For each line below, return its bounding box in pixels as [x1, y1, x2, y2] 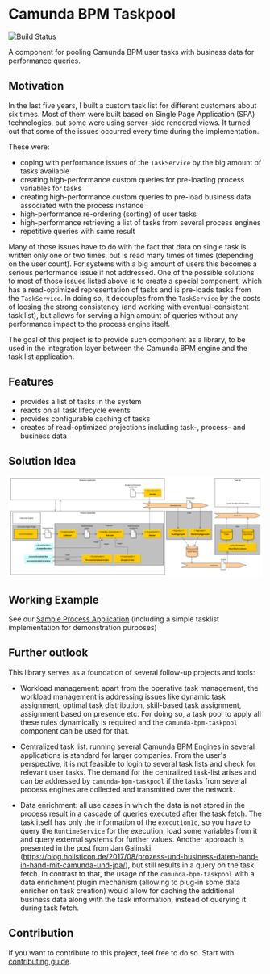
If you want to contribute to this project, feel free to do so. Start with [8, 947, 235, 957]
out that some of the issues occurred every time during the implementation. [8, 126, 260, 136]
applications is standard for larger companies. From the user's [19, 750, 227, 759]
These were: [8, 142, 50, 152]
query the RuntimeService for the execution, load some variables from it [19, 826, 258, 835]
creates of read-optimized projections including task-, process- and [19, 422, 246, 432]
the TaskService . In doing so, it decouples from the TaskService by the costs [8, 293, 261, 303]
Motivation [8, 79, 64, 93]
